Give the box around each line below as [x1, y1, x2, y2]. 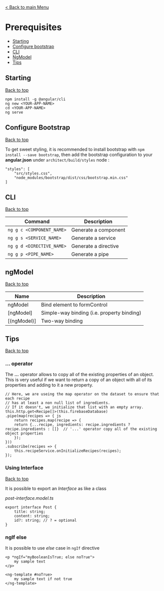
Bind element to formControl [41, 301, 108, 308]
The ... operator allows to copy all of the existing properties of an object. [5, 372, 155, 378]
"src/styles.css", [14, 171, 52, 176]
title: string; [14, 509, 46, 514]
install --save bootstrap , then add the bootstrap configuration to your [5, 152, 153, 158]
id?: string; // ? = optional [14, 518, 77, 523]
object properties [5, 431, 43, 436]
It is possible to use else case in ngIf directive [5, 545, 100, 551]
